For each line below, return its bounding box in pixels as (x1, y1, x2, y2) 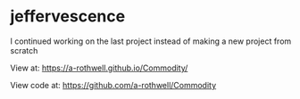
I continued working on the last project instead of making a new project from (10, 36, 292, 46)
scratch (10, 45, 38, 55)
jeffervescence (10, 6, 126, 27)
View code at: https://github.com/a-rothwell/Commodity (10, 79, 217, 90)
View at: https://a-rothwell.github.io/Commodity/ (10, 62, 188, 73)
